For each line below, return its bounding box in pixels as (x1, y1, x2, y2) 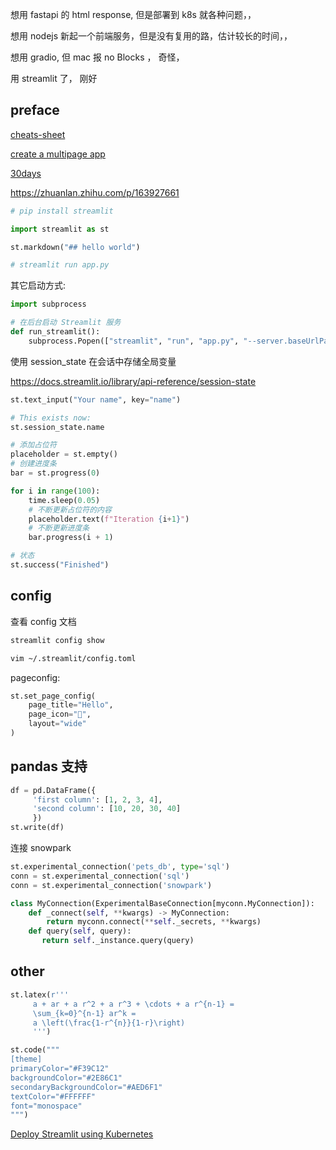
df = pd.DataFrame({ (10, 785, 97, 795)
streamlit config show (10, 635, 105, 645)
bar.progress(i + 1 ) (28, 533, 114, 543)
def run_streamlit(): (10, 327, 101, 337)
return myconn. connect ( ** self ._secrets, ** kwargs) (46, 917, 262, 927)
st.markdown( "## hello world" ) (10, 242, 141, 252)
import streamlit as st (10, 224, 110, 234)
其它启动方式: (10, 279, 67, 292)
